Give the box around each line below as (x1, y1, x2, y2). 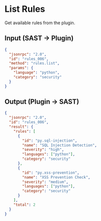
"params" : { (9, 66, 34, 71)
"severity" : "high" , (22, 147, 64, 152)
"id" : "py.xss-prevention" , (22, 170, 79, 175)
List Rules (4, 3, 45, 15)
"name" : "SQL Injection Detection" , (22, 143, 97, 147)
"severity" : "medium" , (22, 179, 69, 184)
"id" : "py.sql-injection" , (22, 138, 77, 143)
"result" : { (9, 124, 34, 129)
